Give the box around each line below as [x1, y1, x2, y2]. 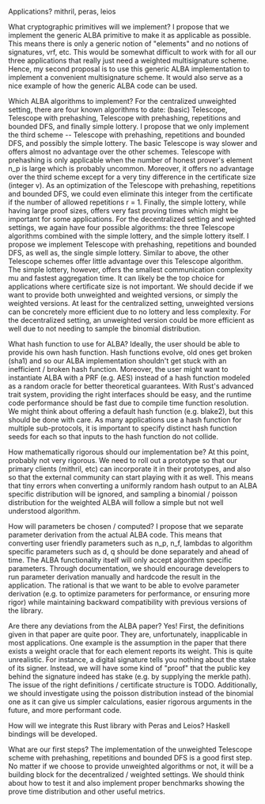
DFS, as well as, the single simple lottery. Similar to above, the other [8, 248, 229, 257]
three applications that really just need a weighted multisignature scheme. [8, 56, 249, 65]
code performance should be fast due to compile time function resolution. [8, 398, 249, 408]
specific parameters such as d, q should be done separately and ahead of [8, 547, 249, 556]
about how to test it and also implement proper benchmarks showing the [8, 779, 245, 787]
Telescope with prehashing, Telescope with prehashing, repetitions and [8, 113, 241, 122]
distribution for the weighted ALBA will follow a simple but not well [8, 498, 224, 507]
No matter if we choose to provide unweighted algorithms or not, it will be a [8, 761, 254, 771]
